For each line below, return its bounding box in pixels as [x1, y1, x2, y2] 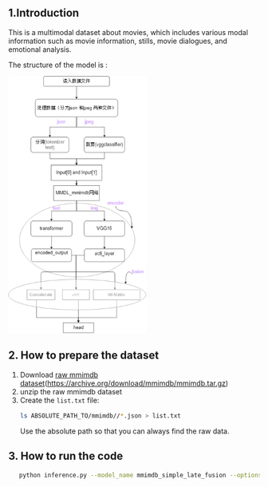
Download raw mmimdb [19, 370, 98, 379]
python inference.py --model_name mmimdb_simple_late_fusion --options [18, 471, 262, 480]
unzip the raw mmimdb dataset [19, 386, 122, 396]
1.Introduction [8, 6, 80, 20]
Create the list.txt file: [19, 395, 100, 405]
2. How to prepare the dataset [8, 349, 160, 362]
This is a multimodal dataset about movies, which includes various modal [8, 27, 249, 37]
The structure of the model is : [8, 60, 108, 69]
